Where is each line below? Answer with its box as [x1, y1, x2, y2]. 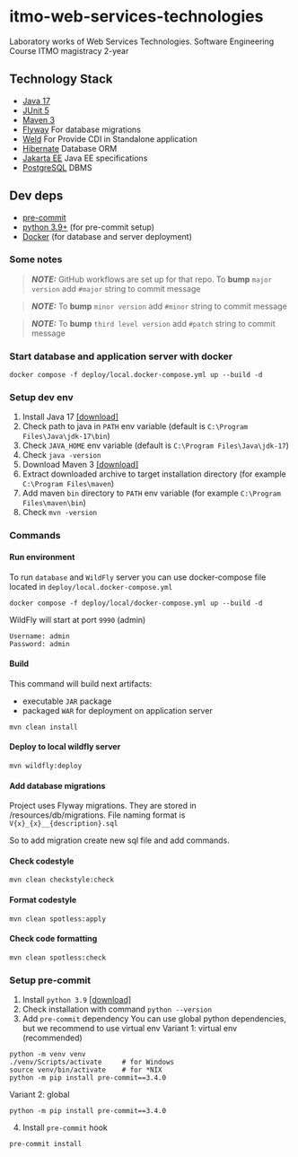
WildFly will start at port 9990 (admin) [9, 614, 146, 625]
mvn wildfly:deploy [9, 761, 83, 770]
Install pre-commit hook [22, 1122, 108, 1133]
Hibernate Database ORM [22, 143, 118, 153]
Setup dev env [9, 391, 74, 404]
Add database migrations [9, 780, 106, 791]
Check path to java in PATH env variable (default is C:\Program [22, 421, 249, 432]
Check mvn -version [22, 507, 97, 518]
